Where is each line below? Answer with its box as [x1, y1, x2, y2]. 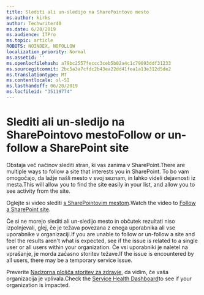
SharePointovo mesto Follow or [6, 128, 166, 142]
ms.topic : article [6, 37, 53, 43]
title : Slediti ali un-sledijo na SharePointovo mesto [6, 9, 149, 15]
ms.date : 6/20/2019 [6, 26, 56, 32]
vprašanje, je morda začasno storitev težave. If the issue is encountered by [6, 250, 194, 257]
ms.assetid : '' [6, 54, 45, 61]
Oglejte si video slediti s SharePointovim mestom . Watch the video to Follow [6, 199, 196, 206]
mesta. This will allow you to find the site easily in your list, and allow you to [6, 181, 195, 188]
